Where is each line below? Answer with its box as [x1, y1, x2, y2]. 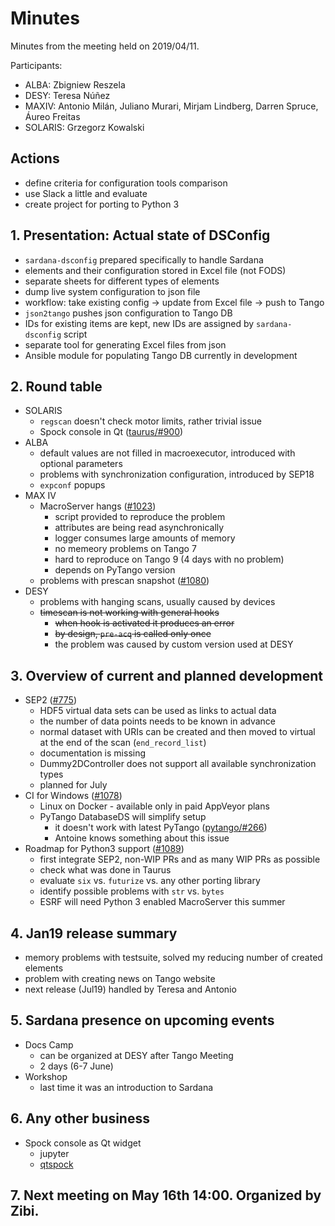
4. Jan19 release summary [10, 925, 178, 942]
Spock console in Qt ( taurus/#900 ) [39, 426, 184, 438]
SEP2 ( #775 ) [24, 694, 77, 706]
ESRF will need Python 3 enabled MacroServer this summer [39, 896, 286, 908]
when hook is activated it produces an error [54, 617, 235, 629]
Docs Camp [24, 1038, 74, 1051]
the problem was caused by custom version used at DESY [54, 638, 294, 651]
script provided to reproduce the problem [54, 511, 226, 523]
